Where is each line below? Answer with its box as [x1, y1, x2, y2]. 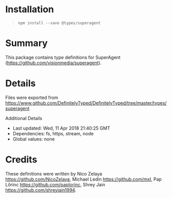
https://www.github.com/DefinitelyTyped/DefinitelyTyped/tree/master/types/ [5, 100, 167, 106]
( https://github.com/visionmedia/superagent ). [5, 60, 102, 66]
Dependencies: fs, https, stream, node [12, 130, 94, 136]
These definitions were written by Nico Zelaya [5, 170, 102, 177]
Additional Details [5, 115, 42, 121]
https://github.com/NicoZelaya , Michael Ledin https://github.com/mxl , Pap [5, 176, 162, 182]
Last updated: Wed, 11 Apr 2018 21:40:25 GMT [12, 125, 111, 131]
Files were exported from [5, 94, 58, 101]
